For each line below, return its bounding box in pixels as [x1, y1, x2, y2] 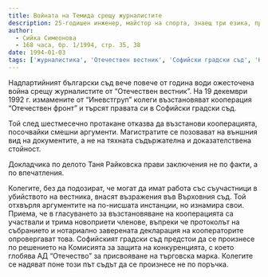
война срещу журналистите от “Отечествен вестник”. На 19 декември [8, 86, 248, 96]
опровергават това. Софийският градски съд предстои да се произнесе [8, 234, 255, 244]
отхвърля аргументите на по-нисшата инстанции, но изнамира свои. [8, 200, 245, 209]
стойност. [8, 144, 41, 154]
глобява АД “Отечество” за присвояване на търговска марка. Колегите [8, 251, 254, 260]
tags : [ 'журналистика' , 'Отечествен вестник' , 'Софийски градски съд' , [8, 57, 251, 64]
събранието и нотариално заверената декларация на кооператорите [8, 225, 244, 235]
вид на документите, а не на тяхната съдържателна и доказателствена [8, 135, 252, 145]
